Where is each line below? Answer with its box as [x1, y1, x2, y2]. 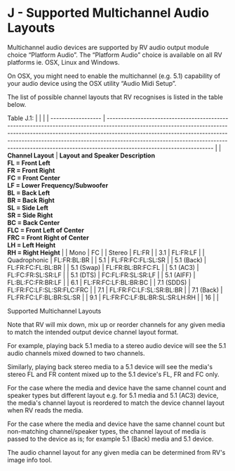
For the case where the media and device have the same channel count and [7, 383, 227, 392]
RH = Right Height [7, 248, 61, 257]
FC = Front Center [7, 174, 61, 182]
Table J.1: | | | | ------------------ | [7, 114, 105, 122]
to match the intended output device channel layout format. [7, 328, 179, 336]
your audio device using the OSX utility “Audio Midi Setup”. [7, 79, 177, 87]
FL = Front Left [7, 158, 51, 167]
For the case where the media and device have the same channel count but [7, 420, 225, 428]
